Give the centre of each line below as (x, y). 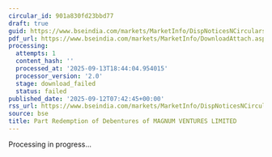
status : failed (41, 91)
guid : (17, 31)
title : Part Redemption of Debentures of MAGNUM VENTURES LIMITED (123, 121)
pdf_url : (23, 38)
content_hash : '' (45, 62)
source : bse (28, 114)
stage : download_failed (55, 83)
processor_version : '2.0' (59, 76)
